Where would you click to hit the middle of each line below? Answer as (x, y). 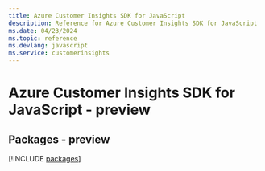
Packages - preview (59, 139)
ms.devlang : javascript (48, 46)
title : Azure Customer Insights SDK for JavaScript (97, 16)
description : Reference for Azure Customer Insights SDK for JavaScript (133, 23)
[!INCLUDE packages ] (45, 159)
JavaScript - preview (80, 110)
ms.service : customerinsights (59, 53)
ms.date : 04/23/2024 (43, 31)
